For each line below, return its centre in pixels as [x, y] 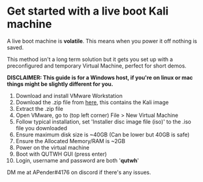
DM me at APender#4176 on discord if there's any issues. [79, 172]
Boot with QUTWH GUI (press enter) [61, 154]
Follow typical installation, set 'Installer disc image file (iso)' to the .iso [103, 121]
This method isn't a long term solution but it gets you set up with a [90, 59]
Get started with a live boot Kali [88, 11]
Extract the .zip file [39, 108]
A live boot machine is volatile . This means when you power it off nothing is [102, 41]
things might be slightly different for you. [60, 84]
